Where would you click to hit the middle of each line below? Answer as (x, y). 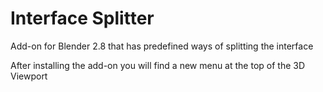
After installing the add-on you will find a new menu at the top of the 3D (158, 65)
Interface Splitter (82, 18)
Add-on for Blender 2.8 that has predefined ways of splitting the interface (162, 46)
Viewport (29, 76)
